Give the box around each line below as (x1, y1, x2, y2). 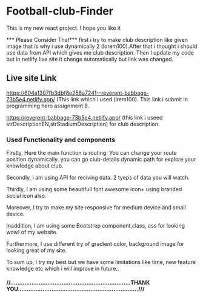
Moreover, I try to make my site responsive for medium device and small (6, 204, 186, 211)
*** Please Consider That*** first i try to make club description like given (6, 36, 188, 43)
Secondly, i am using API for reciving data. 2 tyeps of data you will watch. (6, 174, 190, 181)
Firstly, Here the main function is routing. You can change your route (6, 149, 177, 157)
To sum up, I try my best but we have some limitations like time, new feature (6, 259, 196, 266)
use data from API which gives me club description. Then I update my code (6, 49, 195, 56)
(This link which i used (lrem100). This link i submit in (56, 95, 188, 103)
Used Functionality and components (6, 135, 116, 144)
